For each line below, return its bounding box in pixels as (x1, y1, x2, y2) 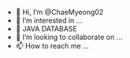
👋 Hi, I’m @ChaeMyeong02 (15, 8, 104, 16)
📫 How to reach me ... (15, 42, 89, 50)
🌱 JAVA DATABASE (15, 24, 77, 33)
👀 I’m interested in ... (15, 16, 83, 25)
